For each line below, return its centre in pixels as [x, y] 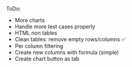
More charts [30, 20]
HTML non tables [36, 33]
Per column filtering [39, 46]
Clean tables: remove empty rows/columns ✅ [70, 39]
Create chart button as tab [47, 59]
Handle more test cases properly [55, 27]
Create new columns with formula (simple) [67, 52]
